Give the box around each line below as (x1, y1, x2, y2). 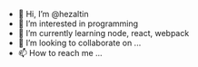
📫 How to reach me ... (17, 48, 103, 58)
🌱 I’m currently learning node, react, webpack (17, 28, 190, 38)
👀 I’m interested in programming (17, 18, 139, 29)
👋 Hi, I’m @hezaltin (17, 9, 89, 19)
